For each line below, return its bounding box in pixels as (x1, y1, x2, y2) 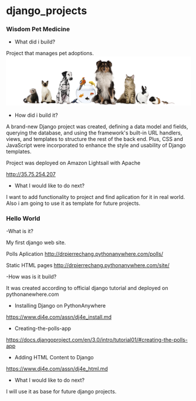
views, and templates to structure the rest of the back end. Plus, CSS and (6, 135, 184, 142)
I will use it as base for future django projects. (6, 388, 117, 395)
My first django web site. (6, 239, 66, 246)
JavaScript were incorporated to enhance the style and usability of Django (6, 141, 186, 149)
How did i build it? (14, 112, 58, 119)
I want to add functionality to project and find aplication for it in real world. (6, 193, 185, 200)
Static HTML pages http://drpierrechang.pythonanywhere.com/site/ (6, 262, 170, 269)
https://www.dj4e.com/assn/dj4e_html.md (6, 365, 109, 372)
